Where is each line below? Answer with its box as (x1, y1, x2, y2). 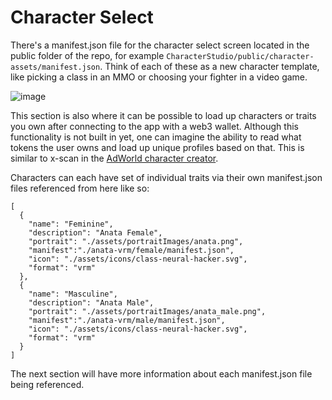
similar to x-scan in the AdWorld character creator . (10, 152, 219, 164)
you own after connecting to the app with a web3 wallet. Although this (10, 120, 299, 132)
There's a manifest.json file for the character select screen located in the (10, 39, 310, 51)
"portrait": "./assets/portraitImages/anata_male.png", (28, 306, 267, 316)
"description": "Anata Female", (28, 227, 163, 238)
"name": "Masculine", (28, 289, 118, 299)
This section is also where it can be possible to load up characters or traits (10, 109, 317, 121)
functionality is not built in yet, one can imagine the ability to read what (10, 131, 302, 143)
